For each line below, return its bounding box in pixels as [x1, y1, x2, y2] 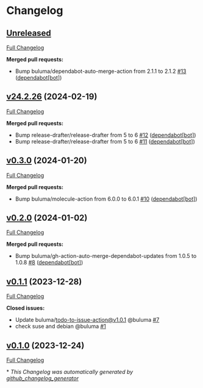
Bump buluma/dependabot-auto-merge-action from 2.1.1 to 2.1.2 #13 [15, 68, 187, 75]
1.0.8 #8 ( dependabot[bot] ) [15, 259, 84, 266]
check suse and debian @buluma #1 [15, 323, 107, 330]
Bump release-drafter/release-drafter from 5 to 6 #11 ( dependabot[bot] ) [15, 137, 195, 145]
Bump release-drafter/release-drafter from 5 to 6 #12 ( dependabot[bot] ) [15, 131, 196, 139]
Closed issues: [6, 305, 45, 312]
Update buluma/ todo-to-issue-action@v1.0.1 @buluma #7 [15, 316, 160, 324]
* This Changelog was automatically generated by [6, 369, 134, 376]
